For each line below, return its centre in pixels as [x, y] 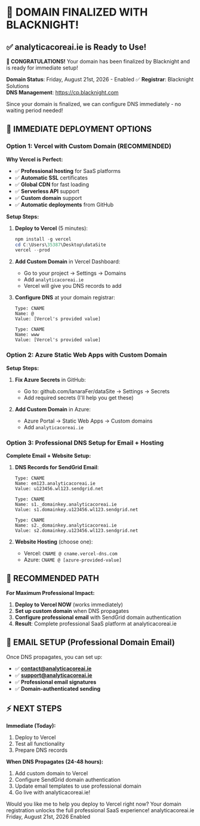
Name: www [27, 335]
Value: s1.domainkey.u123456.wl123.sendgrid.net [76, 509]
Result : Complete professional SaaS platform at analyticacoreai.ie [96, 623]
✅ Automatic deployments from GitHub [64, 204]
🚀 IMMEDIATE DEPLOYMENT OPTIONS [79, 129]
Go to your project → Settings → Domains [75, 273]
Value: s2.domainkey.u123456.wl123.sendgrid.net [76, 530]
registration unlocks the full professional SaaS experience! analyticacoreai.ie [100, 810]
